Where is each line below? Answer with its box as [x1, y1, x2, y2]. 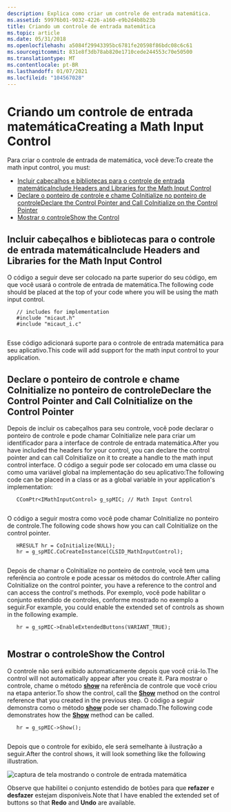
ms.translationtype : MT [7, 55, 76, 62]
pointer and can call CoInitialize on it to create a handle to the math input [7, 453, 214, 462]
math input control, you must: [7, 164, 91, 172]
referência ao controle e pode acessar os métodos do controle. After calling [7, 573, 221, 582]
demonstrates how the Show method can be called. [7, 711, 154, 719]
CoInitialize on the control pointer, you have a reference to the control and [7, 581, 217, 589]
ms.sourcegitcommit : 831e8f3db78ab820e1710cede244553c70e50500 [7, 49, 193, 56]
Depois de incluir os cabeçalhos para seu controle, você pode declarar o [7, 424, 214, 432]
